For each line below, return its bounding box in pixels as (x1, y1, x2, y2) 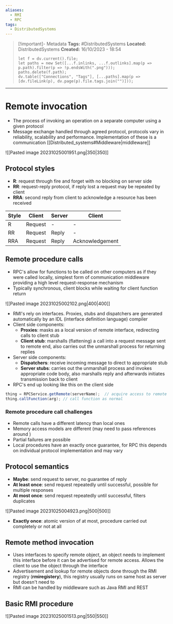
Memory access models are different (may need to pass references (12, 425, 156, 432)
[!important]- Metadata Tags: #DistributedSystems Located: (18, 41, 147, 47)
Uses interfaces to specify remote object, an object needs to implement (12, 551, 165, 558)
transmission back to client (20, 376, 78, 382)
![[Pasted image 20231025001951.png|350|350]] (5, 150, 109, 156)
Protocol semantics (5, 462, 69, 471)
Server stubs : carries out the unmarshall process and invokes (20, 365, 152, 371)
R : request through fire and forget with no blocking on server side (12, 178, 152, 184)
